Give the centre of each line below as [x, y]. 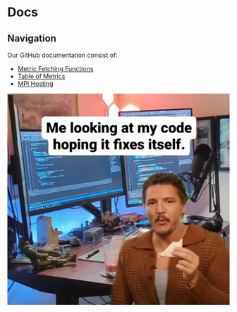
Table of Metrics [41, 76]
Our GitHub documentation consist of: [62, 55]
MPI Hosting [36, 84]
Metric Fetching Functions [55, 69]
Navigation [32, 38]
